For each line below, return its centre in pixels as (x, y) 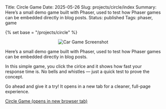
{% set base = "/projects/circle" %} (41, 32)
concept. (14, 77)
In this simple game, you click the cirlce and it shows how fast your (74, 66)
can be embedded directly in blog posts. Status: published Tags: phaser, (79, 18)
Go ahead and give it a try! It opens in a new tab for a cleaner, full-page (78, 86)
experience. (17, 91)
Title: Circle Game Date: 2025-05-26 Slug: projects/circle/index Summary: (81, 7)
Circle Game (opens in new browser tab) (46, 101)
